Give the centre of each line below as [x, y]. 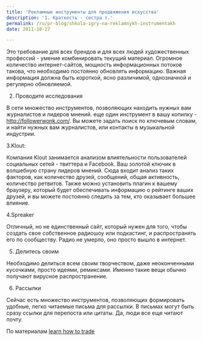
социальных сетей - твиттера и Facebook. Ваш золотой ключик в [91, 164]
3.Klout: [16, 146]
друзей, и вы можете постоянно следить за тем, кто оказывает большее [101, 197]
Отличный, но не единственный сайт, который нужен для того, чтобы [97, 227]
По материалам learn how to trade [51, 331]
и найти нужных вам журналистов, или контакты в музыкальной [91, 127]
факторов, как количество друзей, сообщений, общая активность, [93, 177]
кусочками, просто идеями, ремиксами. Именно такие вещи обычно [96, 270]
